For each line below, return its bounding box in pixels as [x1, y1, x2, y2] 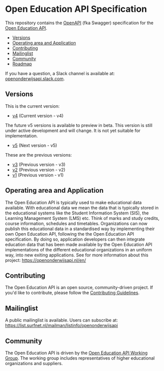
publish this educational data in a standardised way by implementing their [5, 226, 155, 232]
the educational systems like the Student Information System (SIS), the [5, 210, 149, 216]
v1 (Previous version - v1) [12, 172, 64, 178]
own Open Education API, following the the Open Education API [5, 231, 134, 237]
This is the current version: [5, 103, 60, 109]
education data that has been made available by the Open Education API [5, 241, 152, 247]
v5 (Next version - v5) [12, 142, 57, 148]
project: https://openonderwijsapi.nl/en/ [5, 257, 86, 263]
